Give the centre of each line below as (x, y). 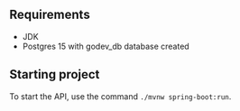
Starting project (55, 74)
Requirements (50, 15)
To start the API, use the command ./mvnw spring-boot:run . (120, 96)
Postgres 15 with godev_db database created (106, 46)
